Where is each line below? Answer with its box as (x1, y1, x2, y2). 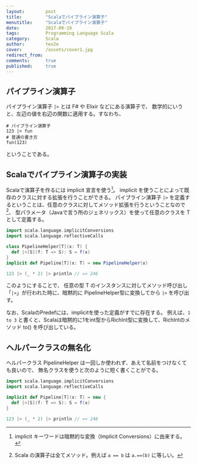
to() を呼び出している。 (22, 324, 79, 331)
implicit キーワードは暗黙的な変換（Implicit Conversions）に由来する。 (14, 432, 186, 440)
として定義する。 (6, 216, 47, 223)
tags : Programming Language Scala (6, 31, 114, 36)
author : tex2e (6, 42, 59, 48)
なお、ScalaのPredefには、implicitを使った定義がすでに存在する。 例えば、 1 (6, 309, 191, 316)
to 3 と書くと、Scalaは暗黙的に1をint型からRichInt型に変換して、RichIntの (6, 316, 185, 323)
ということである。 (6, 151, 53, 158)
